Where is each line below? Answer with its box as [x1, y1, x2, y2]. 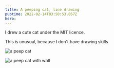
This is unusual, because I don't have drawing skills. [5, 39, 110, 45]
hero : [5, 16, 16, 21]
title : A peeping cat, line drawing [5, 7, 79, 12]
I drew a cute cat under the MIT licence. [5, 30, 85, 35]
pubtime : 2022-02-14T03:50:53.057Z [5, 12, 77, 17]
